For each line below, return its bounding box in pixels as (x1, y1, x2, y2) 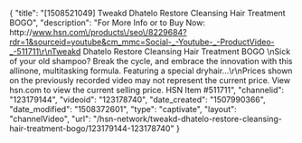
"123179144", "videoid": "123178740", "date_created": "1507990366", (9, 94, 266, 105)
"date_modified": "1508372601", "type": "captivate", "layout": (9, 104, 237, 114)
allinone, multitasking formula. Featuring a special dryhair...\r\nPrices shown (9, 65, 293, 76)
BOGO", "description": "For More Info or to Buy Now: (9, 17, 206, 28)
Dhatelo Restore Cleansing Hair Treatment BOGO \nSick (82, 46, 291, 57)
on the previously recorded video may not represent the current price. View (9, 75, 291, 85)
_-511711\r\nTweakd (9, 46, 81, 57)
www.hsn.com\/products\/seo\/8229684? (32, 27, 187, 37)
